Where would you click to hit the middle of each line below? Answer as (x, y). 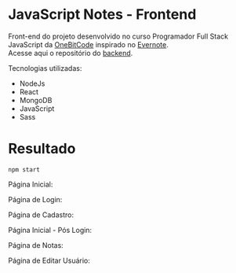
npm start (24, 170)
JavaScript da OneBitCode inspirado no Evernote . (88, 44)
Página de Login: (35, 199)
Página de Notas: (36, 245)
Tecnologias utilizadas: (45, 68)
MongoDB (36, 100)
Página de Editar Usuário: (49, 260)
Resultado (42, 149)
